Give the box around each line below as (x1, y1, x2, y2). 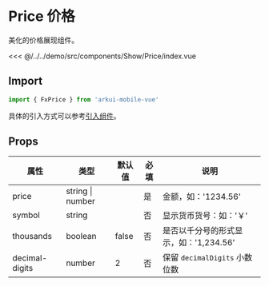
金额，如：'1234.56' (163, 191, 242, 202)
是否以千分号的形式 (163, 225, 235, 236)
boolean (66, 231, 97, 242)
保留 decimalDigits (163, 252, 235, 264)
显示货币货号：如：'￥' (163, 210, 248, 221)
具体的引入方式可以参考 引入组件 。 (8, 111, 121, 121)
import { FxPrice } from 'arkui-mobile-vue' (8, 95, 159, 104)
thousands (12, 231, 52, 242)
